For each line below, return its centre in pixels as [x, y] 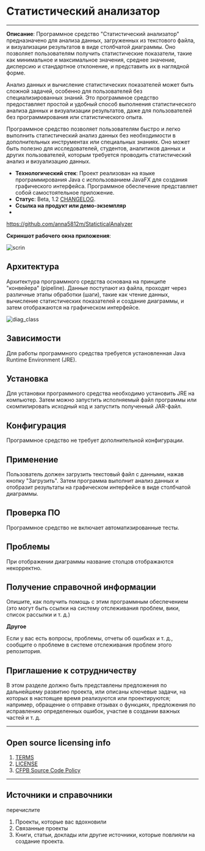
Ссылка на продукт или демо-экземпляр [70, 205]
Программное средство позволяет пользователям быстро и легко [94, 129]
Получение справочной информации [81, 587]
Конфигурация [36, 425]
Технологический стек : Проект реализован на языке [85, 173]
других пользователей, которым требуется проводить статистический [99, 154]
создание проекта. [40, 841]
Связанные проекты [41, 828]
